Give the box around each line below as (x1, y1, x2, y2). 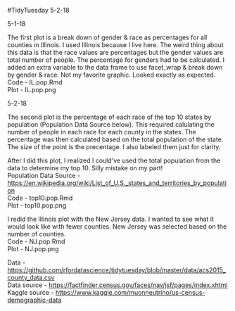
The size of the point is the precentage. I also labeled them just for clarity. (7, 143, 221, 151)
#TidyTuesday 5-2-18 (7, 6, 70, 14)
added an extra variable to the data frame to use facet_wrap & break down (7, 63, 223, 71)
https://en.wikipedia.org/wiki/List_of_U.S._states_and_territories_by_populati (7, 179, 227, 187)
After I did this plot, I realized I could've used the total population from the (7, 156, 221, 165)
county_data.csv (7, 274, 55, 281)
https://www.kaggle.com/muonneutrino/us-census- (55, 288, 205, 296)
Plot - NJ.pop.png (7, 245, 59, 253)
